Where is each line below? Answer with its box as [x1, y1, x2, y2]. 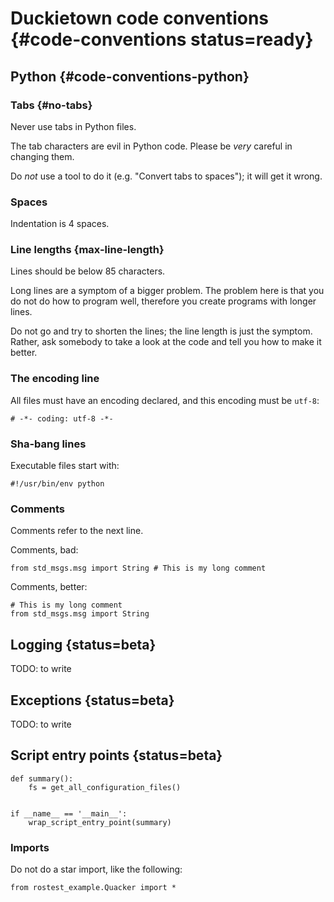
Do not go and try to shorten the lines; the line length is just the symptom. [10, 325, 313, 337]
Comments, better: [10, 581, 88, 593]
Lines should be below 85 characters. [10, 265, 166, 277]
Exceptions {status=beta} [10, 692, 175, 709]
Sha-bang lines [10, 437, 87, 451]
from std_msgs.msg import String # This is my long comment [10, 563, 267, 574]
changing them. [10, 150, 75, 162]
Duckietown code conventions [10, 7, 269, 30]
